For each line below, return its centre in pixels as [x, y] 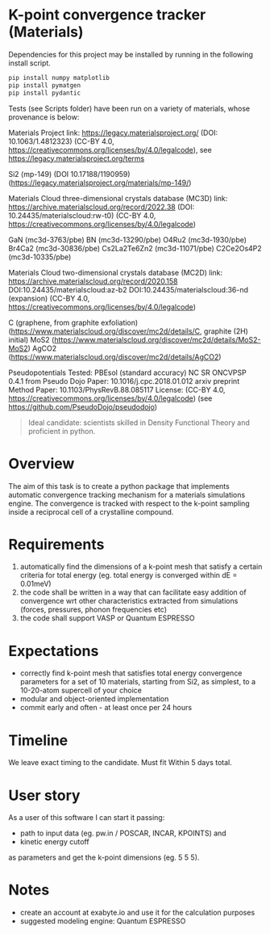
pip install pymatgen [45, 85]
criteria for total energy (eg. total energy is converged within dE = [129, 575]
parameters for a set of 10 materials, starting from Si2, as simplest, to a [138, 682]
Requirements [56, 544]
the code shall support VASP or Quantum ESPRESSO [107, 618]
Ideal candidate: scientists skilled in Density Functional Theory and [139, 423]
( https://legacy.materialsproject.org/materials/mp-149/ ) [100, 183]
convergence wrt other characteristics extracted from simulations [129, 601]
